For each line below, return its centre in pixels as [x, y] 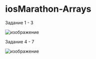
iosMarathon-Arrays [48, 9]
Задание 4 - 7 [20, 42]
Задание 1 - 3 [19, 23]
